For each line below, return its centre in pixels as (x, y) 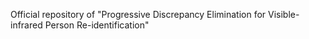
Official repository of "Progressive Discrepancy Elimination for (138, 14)
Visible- (284, 14)
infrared (26, 25)
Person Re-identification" (97, 25)
